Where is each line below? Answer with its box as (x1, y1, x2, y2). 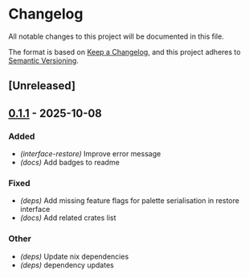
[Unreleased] (8, 79, 76, 93)
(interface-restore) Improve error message (19, 149, 161, 159)
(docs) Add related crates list (19, 213, 116, 222)
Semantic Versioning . (8, 56, 79, 65)
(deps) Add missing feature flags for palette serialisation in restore (19, 196, 239, 205)
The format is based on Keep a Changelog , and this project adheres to (8, 47, 241, 56)
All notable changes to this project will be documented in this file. (8, 31, 225, 41)
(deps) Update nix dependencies (19, 251, 129, 261)
